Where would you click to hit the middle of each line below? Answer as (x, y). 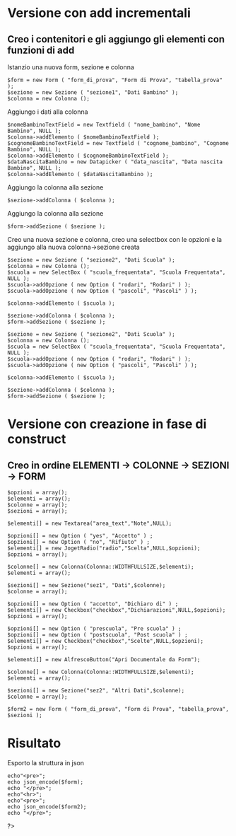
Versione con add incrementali (99, 13)
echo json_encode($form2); (47, 807)
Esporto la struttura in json (46, 762)
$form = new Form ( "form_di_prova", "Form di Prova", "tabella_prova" (115, 80)
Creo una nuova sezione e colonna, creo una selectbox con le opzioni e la (115, 239)
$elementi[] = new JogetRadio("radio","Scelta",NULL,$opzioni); (104, 548)
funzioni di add (41, 50)
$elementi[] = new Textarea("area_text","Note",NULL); (90, 523)
